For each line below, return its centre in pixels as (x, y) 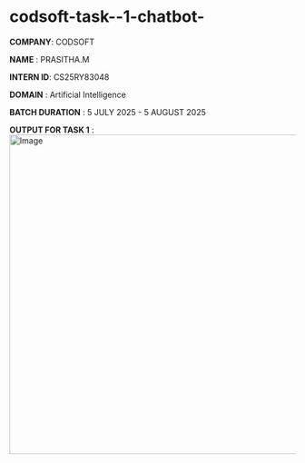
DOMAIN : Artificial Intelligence (68, 94)
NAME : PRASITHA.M (49, 59)
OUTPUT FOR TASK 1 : (52, 130)
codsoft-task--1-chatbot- (107, 17)
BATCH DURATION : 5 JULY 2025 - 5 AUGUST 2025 (108, 112)
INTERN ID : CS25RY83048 (59, 77)
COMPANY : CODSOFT (52, 42)
